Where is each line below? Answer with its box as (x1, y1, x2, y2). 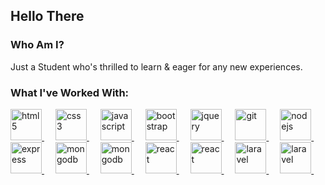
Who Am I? (10, 38, 65, 52)
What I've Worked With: (10, 85, 130, 99)
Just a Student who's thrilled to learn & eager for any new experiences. (10, 60, 303, 73)
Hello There (10, 8, 85, 25)
